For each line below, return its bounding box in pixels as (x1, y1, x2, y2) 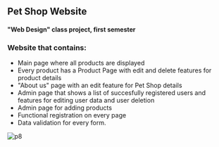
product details (17, 74, 62, 82)
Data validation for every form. (17, 119, 106, 127)
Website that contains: (7, 42, 87, 52)
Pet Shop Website (7, 6, 87, 18)
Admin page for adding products (17, 103, 113, 112)
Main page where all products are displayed (17, 59, 145, 68)
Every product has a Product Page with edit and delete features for (17, 66, 212, 75)
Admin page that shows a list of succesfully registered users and (17, 89, 206, 97)
